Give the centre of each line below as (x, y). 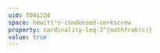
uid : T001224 (29, 15)
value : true (27, 37)
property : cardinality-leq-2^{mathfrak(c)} (80, 30)
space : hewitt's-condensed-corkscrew (70, 23)
